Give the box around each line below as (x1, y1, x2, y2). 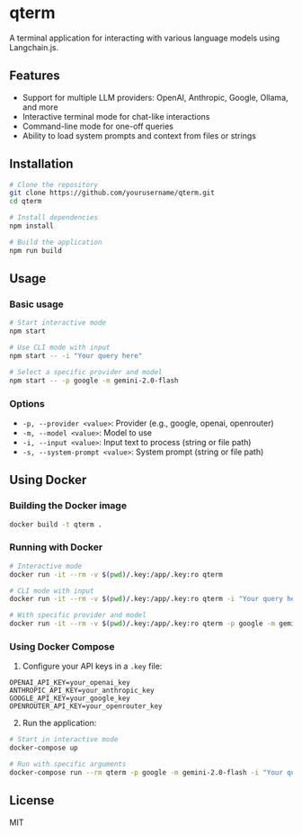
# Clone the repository (9, 180, 99, 189)
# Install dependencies (9, 213, 99, 222)
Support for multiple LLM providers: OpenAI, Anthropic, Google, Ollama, (22, 92, 289, 103)
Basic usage (9, 298, 65, 310)
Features (9, 68, 60, 84)
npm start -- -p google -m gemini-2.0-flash (9, 376, 179, 385)
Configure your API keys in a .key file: (22, 660, 163, 672)
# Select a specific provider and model (9, 367, 164, 376)
